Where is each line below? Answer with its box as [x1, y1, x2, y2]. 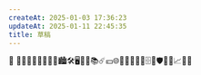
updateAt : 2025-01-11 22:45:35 [8, 22, 127, 31]
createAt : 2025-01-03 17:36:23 [8, 13, 127, 23]
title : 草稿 [8, 30, 51, 39]
